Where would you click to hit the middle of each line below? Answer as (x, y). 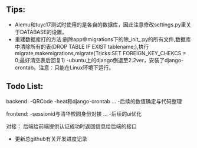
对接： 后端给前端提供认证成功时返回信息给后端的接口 (71, 126)
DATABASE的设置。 (44, 32)
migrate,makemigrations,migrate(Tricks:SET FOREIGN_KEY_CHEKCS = (101, 53)
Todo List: (25, 87)
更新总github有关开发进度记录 (51, 139)
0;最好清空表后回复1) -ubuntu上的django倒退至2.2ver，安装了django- (99, 60)
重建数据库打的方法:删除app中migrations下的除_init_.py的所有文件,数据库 (103, 39)
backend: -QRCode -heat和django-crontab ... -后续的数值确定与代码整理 (94, 101)
